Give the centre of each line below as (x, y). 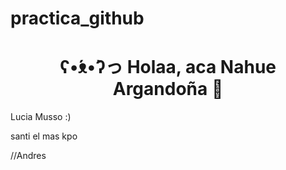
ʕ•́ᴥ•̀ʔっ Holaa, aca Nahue (168, 67)
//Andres (28, 156)
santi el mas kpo (44, 136)
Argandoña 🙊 (168, 89)
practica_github (77, 18)
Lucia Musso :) (41, 117)
